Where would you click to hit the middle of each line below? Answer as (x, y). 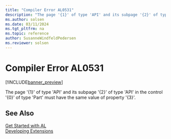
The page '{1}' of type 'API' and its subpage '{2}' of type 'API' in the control (84, 92)
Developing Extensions (29, 131)
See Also (20, 113)
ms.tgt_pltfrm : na (25, 29)
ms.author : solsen (25, 19)
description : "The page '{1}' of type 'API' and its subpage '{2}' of (82, 15)
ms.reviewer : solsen (27, 43)
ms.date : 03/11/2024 (27, 24)
